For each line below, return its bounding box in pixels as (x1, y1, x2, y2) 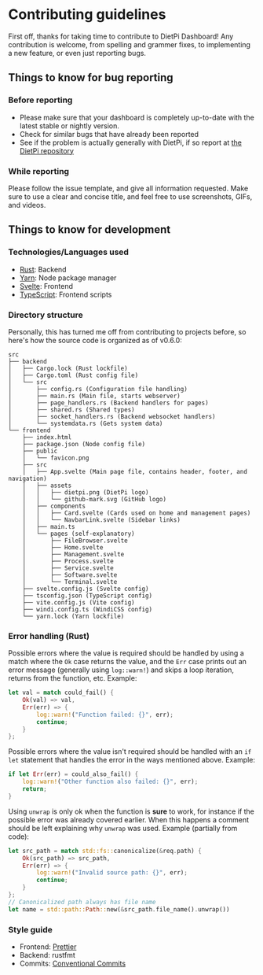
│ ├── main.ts (22, 523, 76, 530)
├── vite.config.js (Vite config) (22, 598, 135, 607)
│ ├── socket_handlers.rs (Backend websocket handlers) (8, 412, 216, 420)
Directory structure (8, 309, 84, 320)
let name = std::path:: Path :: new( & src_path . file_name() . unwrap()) (8, 905, 230, 914)
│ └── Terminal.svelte (22, 578, 118, 585)
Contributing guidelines (8, 6, 166, 24)
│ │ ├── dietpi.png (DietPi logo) (22, 488, 149, 497)
